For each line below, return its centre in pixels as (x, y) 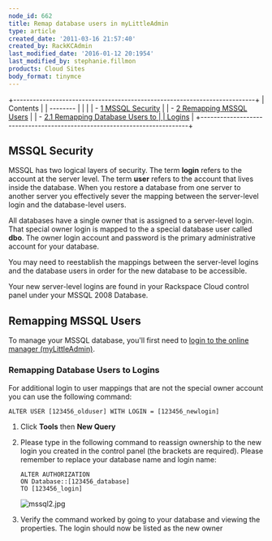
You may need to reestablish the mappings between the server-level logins (134, 262)
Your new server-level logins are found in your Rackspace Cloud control (129, 287)
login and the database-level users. (67, 205)
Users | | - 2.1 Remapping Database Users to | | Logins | (101, 117)
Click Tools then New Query (68, 426)
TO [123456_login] (51, 488)
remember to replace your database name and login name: (118, 459)
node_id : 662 (30, 16)
